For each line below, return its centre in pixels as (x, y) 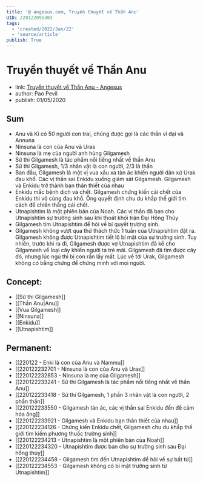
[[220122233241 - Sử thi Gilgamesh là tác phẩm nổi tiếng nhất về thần (102, 382)
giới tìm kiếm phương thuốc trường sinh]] (66, 434)
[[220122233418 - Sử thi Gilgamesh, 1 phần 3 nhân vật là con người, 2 (102, 395)
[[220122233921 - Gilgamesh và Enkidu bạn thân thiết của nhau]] (97, 421)
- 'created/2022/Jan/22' (43, 29)
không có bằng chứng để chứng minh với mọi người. (80, 263)
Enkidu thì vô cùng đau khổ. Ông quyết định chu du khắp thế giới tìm (101, 198)
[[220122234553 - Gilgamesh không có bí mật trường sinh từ (91, 466)
